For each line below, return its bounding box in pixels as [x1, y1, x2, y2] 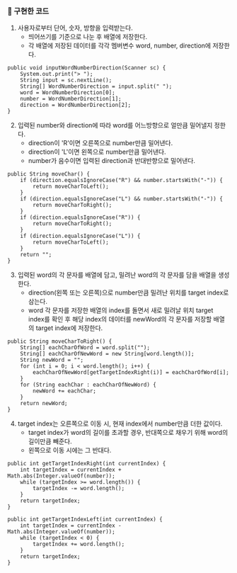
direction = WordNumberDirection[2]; [20, 101, 132, 109]
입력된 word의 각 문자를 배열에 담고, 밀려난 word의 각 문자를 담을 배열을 [17, 271, 217, 279]
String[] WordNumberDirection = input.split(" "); [20, 83, 173, 90]
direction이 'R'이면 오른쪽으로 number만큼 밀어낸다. [28, 139, 173, 147]
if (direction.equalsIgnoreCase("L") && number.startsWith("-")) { [20, 195, 223, 203]
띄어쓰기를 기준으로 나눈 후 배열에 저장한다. [28, 33, 148, 41]
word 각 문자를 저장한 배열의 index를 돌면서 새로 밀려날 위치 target [28, 306, 214, 314]
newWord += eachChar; [33, 387, 97, 395]
